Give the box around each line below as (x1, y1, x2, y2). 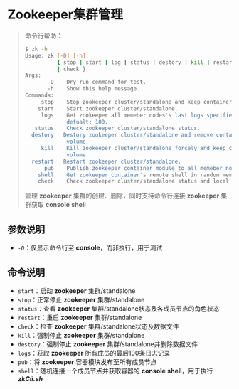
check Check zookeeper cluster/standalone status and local (38, 178, 229, 185)
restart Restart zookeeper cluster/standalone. (31, 158, 181, 165)
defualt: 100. (66, 118, 108, 125)
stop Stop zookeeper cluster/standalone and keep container (41, 98, 233, 105)
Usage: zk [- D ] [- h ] (24, 52, 86, 59)
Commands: (24, 92, 55, 100)
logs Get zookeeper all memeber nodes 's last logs (41, 112, 204, 119)
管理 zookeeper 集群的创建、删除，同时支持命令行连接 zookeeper (24, 191, 220, 200)
